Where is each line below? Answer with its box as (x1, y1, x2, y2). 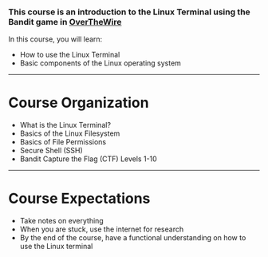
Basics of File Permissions (19, 137, 106, 147)
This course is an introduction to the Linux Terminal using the (8, 6, 251, 18)
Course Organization (8, 94, 149, 112)
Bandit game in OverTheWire (8, 16, 122, 27)
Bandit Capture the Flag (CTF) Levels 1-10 (19, 154, 157, 164)
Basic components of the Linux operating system (19, 58, 182, 68)
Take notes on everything (19, 216, 104, 226)
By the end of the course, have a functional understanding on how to (19, 233, 246, 243)
